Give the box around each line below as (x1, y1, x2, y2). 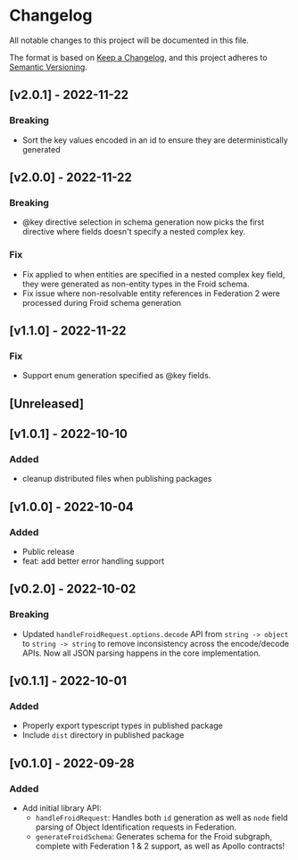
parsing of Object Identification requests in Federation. (35, 822, 237, 832)
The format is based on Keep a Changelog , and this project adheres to (9, 52, 268, 62)
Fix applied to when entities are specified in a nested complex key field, (21, 269, 286, 279)
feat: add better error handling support (21, 556, 165, 566)
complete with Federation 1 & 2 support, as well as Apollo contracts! (35, 840, 286, 852)
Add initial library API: (21, 803, 102, 814)
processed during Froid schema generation (21, 297, 181, 308)
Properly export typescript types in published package (21, 720, 223, 732)
